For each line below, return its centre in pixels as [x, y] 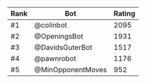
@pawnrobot [55, 59]
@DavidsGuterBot [63, 47]
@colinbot [51, 25]
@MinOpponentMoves [71, 70]
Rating [124, 13]
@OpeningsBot [59, 36]
